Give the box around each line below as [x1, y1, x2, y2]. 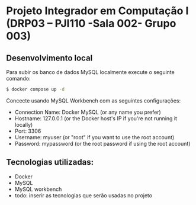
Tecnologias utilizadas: [6, 157, 94, 167]
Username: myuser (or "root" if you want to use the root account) [14, 133, 175, 140]
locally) [14, 121, 33, 128]
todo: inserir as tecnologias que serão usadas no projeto [14, 191, 153, 199]
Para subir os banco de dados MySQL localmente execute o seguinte [6, 69, 175, 75]
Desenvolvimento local [6, 53, 93, 63]
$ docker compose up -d [6, 87, 65, 92]
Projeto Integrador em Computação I [6, 4, 189, 18]
